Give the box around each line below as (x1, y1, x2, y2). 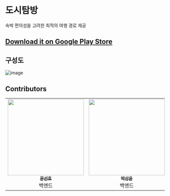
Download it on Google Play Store (5, 38, 113, 46)
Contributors (5, 84, 47, 93)
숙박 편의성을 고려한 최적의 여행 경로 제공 (5, 22, 87, 28)
